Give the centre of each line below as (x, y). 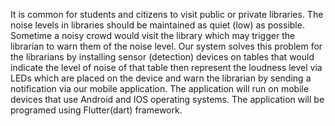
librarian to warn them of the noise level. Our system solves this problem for (166, 46)
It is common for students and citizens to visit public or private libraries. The (167, 14)
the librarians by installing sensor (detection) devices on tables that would (162, 57)
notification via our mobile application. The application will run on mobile (160, 88)
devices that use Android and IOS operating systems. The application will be (167, 99)
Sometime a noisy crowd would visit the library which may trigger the (153, 35)
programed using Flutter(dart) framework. (96, 110)
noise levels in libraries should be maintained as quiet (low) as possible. (157, 25)
